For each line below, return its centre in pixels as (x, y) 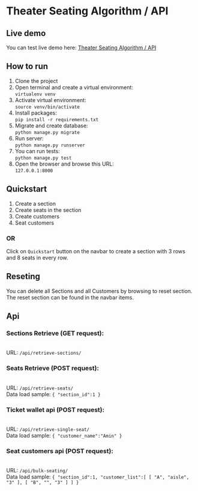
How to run (27, 66)
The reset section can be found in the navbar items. (70, 297)
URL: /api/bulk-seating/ (37, 471)
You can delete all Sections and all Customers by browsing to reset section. (99, 291)
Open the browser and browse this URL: (64, 164)
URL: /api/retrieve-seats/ (40, 388)
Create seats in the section (48, 210)
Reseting (23, 276)
